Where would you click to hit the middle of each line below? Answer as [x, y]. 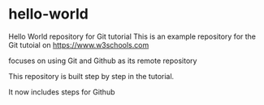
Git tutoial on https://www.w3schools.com [79, 44]
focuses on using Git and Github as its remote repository [103, 61]
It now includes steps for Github [62, 92]
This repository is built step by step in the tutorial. [91, 76]
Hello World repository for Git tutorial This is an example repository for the [132, 36]
